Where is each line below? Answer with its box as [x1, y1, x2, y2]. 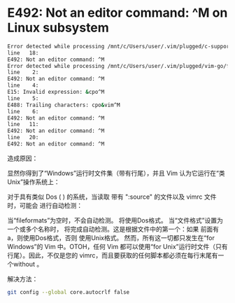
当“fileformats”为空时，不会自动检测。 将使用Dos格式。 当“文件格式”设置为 [7, 216, 224, 225]
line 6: [7, 108, 39, 115]
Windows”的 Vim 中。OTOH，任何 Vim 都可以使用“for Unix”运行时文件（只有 [7, 242, 229, 251]
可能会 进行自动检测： [20, 201, 83, 209]
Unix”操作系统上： [7, 177, 60, 186]
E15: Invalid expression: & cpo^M [7, 89, 105, 96]
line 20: [7, 134, 39, 141]
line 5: [7, 94, 39, 102]
